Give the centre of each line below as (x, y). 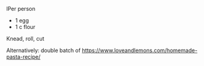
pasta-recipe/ (23, 57)
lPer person (21, 9)
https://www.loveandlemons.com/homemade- (140, 50)
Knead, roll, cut (25, 38)
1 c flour (25, 27)
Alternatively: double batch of (44, 50)
